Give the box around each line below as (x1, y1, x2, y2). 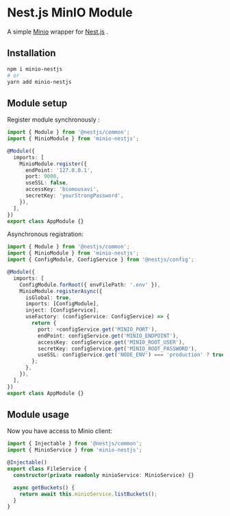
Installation (7, 47, 56, 59)
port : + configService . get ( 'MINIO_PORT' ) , (37, 326, 157, 333)
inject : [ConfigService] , (25, 307, 99, 314)
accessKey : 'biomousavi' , (25, 186, 99, 193)
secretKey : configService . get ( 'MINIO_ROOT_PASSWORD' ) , (37, 345, 197, 352)
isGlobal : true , (25, 294, 72, 301)
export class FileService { (7, 465, 88, 472)
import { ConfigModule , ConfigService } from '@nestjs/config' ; (7, 256, 194, 263)
